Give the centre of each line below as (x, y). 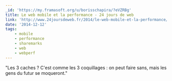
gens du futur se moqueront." (36, 73)
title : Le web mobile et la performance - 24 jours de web (70, 15)
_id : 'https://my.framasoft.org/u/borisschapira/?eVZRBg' (68, 10)
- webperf (25, 53)
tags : (11, 29)
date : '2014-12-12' (26, 24)
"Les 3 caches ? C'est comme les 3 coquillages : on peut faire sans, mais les (86, 68)
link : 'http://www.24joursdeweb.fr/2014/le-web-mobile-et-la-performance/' (88, 19)
